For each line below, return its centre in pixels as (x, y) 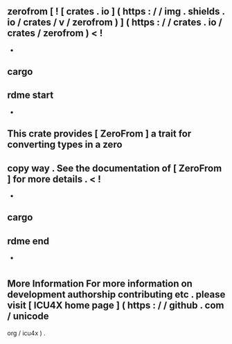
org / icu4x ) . (27, 333)
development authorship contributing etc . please (116, 294)
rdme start (30, 95)
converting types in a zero (65, 145)
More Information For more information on (100, 284)
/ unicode (28, 317)
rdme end (28, 241)
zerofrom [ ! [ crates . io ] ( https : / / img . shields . (116, 11)
